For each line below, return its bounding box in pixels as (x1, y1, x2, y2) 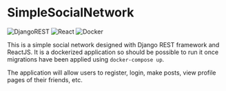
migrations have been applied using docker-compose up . (7, 55, 165, 63)
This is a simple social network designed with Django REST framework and (7, 40, 220, 49)
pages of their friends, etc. (7, 75, 83, 83)
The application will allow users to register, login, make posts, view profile (7, 68, 216, 77)
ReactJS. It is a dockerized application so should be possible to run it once (7, 48, 219, 56)
